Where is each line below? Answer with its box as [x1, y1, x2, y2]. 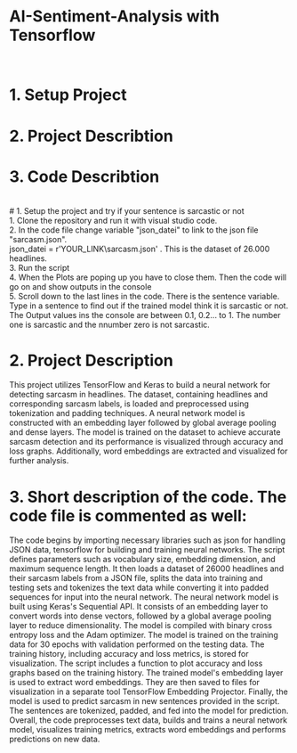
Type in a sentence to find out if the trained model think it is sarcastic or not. [9, 300, 289, 311]
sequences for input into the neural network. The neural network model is [9, 592, 279, 602]
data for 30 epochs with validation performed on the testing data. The [9, 639, 265, 650]
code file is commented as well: [9, 505, 247, 526]
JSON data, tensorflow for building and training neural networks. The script [9, 544, 285, 555]
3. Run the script [9, 262, 70, 273]
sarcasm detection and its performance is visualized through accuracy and [9, 437, 284, 447]
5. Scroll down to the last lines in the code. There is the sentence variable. [9, 291, 280, 301]
